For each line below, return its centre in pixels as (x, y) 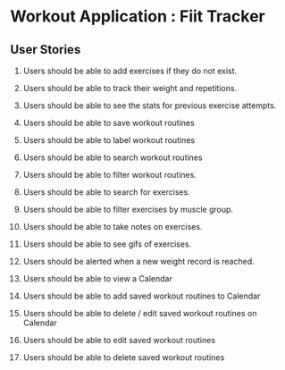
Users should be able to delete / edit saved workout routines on (140, 313)
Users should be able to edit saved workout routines (119, 340)
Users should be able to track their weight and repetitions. (130, 88)
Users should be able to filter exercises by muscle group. (128, 209)
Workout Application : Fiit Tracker (138, 17)
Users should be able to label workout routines (109, 140)
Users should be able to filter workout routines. (110, 175)
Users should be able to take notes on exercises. (113, 227)
